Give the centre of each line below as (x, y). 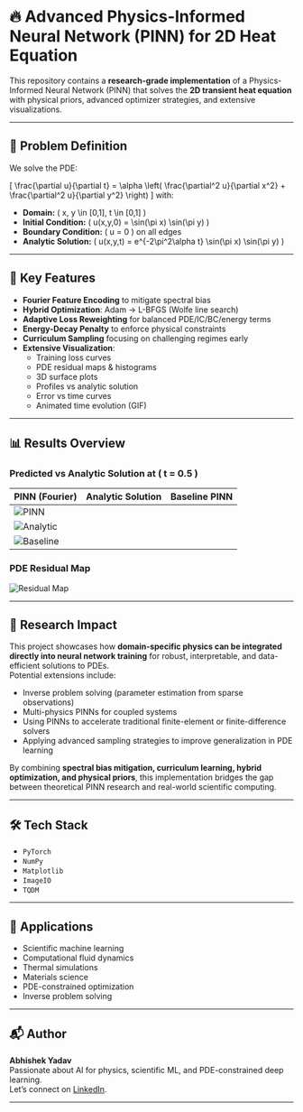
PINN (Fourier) (46, 496)
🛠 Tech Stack (49, 825)
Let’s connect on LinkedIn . (58, 1089)
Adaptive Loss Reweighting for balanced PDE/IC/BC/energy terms (147, 319)
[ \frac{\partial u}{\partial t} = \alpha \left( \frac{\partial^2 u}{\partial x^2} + (147, 185)
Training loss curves (73, 357)
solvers (36, 731)
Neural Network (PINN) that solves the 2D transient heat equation (168, 90)
